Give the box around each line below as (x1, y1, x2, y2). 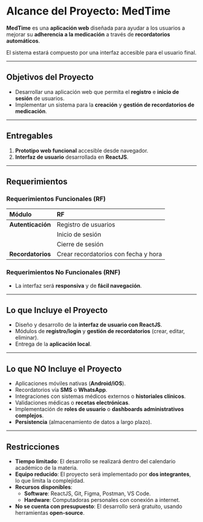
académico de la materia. (14, 464, 79, 471)
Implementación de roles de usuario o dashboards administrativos (14, 406, 184, 413)
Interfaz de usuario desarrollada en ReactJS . (14, 153, 129, 160)
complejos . (14, 412, 44, 419)
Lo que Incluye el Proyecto (6, 305, 108, 316)
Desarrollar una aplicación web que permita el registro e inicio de (14, 88, 179, 95)
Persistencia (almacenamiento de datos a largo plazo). (14, 418, 152, 426)
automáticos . (6, 37, 40, 44)
